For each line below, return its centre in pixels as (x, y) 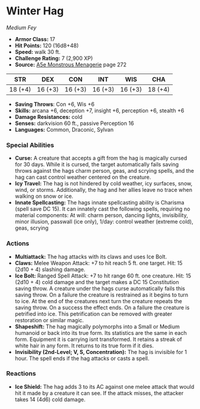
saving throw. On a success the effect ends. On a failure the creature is (102, 307)
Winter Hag (35, 11)
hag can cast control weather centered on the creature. (83, 177)
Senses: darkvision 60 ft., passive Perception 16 (74, 123)
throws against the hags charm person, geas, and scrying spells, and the (104, 171)
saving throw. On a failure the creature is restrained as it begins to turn (101, 295)
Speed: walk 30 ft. (38, 51)
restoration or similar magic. (49, 320)
